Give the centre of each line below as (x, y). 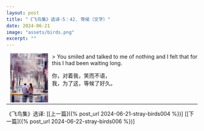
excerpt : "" (21, 39)
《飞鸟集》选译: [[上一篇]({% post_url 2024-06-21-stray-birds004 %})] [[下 (100, 114)
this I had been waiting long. (87, 63)
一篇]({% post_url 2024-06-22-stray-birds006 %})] (71, 121)
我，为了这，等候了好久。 (84, 83)
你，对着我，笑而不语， (81, 76)
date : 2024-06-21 (28, 26)
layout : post (23, 13)
